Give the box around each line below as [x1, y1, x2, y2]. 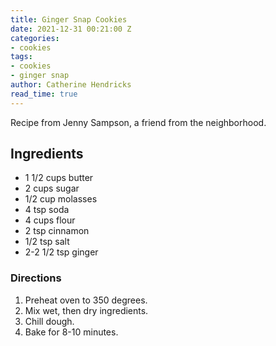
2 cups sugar [24, 182, 80, 195]
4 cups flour [24, 214, 76, 226]
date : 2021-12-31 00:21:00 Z [10, 24, 132, 34]
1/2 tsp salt [24, 236, 70, 248]
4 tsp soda [24, 204, 70, 216]
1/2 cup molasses [24, 193, 98, 205]
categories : [10, 33, 60, 43]
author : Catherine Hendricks [10, 80, 132, 90]
